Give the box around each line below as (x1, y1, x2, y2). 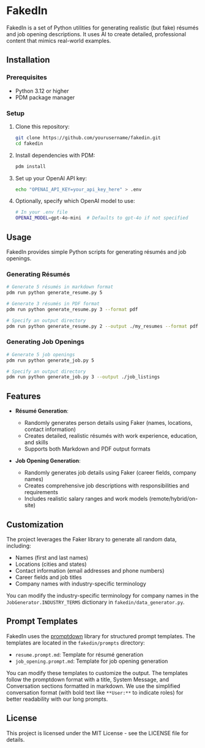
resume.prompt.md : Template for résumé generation (15, 651, 144, 658)
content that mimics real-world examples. (6, 37, 111, 44)
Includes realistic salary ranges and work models (24, 495, 148, 503)
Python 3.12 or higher (15, 87, 69, 94)
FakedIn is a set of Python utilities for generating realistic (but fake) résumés (6, 24, 199, 31)
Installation (6, 55, 50, 65)
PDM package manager (15, 93, 75, 101)
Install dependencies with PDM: (15, 151, 95, 159)
